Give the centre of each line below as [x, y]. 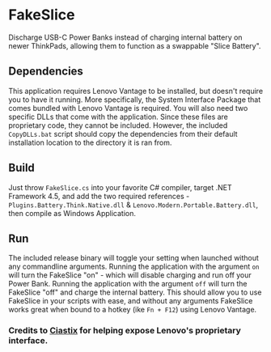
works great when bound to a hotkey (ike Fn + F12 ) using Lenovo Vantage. [133, 310]
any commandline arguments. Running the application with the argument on [134, 267]
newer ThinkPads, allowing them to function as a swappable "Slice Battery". [135, 45]
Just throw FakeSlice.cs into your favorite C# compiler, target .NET [120, 187]
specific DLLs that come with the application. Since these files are [119, 117]
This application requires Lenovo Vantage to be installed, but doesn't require [136, 91]
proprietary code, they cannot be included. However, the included [118, 125]
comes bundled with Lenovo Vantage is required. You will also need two [128, 108]
